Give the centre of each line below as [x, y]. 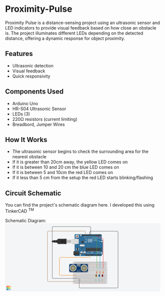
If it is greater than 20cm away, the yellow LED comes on [70, 162]
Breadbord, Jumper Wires [38, 124]
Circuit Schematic [33, 193]
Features [19, 54]
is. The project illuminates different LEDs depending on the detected [74, 33]
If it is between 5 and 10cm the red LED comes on [63, 173]
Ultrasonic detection [33, 65]
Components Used [34, 92]
